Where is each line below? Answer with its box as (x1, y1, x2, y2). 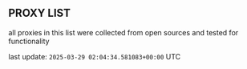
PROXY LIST (8, 6, 71, 20)
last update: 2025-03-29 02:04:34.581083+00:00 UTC (8, 51, 181, 61)
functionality (8, 36, 50, 46)
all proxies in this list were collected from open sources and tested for (8, 27, 239, 37)
